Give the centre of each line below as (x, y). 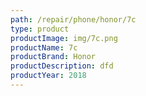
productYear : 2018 (48, 76)
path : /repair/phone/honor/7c (73, 19)
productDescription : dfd (62, 66)
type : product (40, 29)
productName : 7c (44, 47)
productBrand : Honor (53, 57)
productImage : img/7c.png (64, 38)
